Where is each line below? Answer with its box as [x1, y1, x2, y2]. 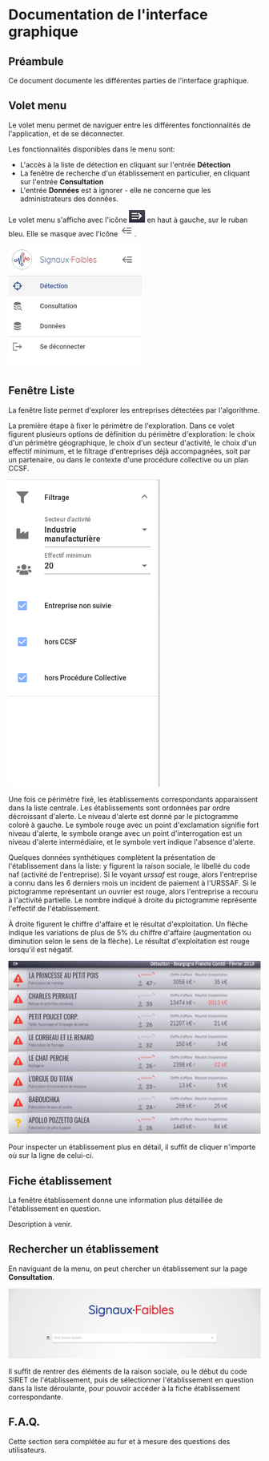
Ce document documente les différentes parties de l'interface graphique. [8, 76, 250, 85]
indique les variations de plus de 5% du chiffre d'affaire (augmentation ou [8, 927, 251, 937]
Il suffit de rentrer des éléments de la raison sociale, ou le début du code [8, 1366, 247, 1376]
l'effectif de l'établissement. [8, 903, 100, 913]
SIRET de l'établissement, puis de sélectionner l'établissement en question [8, 1375, 255, 1385]
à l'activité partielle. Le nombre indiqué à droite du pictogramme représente [8, 895, 258, 905]
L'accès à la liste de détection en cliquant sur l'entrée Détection [19, 159, 231, 169]
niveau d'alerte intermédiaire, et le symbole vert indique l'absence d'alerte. [8, 837, 256, 846]
